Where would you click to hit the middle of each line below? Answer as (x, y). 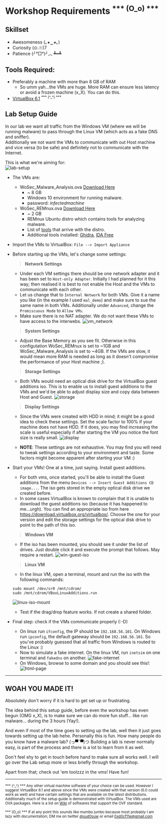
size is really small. (39, 437)
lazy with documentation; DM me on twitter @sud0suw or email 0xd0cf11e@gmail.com (79, 817)
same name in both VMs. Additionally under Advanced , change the (87, 305)
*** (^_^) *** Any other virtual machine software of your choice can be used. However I (79, 786)
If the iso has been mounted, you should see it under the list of (84, 544)
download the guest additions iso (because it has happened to (83, 504)
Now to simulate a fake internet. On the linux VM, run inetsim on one (90, 652)
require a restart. (37, 554)
